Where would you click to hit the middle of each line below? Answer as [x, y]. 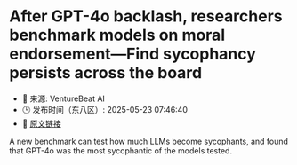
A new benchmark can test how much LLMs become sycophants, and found [149, 141]
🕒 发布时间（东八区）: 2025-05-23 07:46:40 [105, 109]
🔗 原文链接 [41, 123]
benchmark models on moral [117, 35]
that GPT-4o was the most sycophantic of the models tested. [121, 150]
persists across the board [106, 73]
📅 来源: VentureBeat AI [63, 98]
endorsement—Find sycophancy [132, 54]
